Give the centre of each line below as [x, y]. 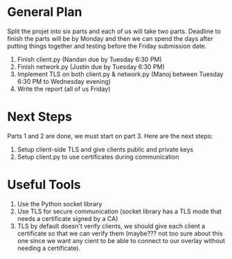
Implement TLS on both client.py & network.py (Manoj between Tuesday [120, 74]
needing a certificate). [49, 248]
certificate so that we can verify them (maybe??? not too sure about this [120, 233]
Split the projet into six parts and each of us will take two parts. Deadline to [114, 31]
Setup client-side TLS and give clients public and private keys [105, 149]
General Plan [45, 12]
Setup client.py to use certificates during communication [98, 157]
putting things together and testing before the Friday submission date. [107, 46]
